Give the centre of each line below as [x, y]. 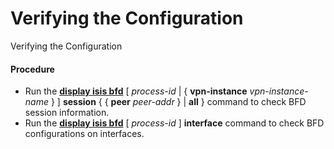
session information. [67, 113]
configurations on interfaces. [84, 134]
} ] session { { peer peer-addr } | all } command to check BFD [178, 102]
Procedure [32, 69]
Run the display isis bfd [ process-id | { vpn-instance [136, 91]
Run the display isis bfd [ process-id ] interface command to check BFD [174, 123]
